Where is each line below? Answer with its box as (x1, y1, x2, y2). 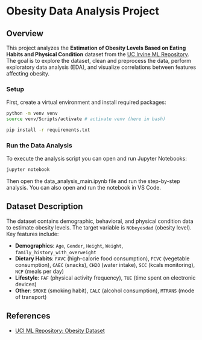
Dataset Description (6, 201, 83, 212)
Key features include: (6, 230, 59, 237)
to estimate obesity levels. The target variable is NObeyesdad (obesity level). (6, 223, 192, 231)
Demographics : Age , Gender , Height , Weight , (14, 242, 124, 249)
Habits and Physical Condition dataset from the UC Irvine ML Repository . (6, 51, 190, 58)
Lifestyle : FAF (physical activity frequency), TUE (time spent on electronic (14, 274, 196, 281)
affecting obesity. (6, 70, 50, 77)
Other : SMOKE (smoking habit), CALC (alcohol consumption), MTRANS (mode (14, 287, 195, 294)
